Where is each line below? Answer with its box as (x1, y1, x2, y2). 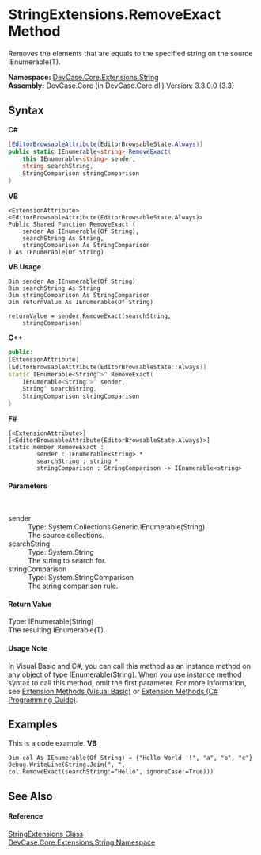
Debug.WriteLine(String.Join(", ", (8, 761, 126, 769)
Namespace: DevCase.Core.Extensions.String (8, 72, 160, 82)
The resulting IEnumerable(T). (8, 625, 106, 635)
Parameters (8, 481, 47, 490)
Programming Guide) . (8, 695, 78, 704)
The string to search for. (28, 556, 107, 566)
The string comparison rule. (28, 581, 119, 591)
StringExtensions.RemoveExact (8, 6, 221, 24)
